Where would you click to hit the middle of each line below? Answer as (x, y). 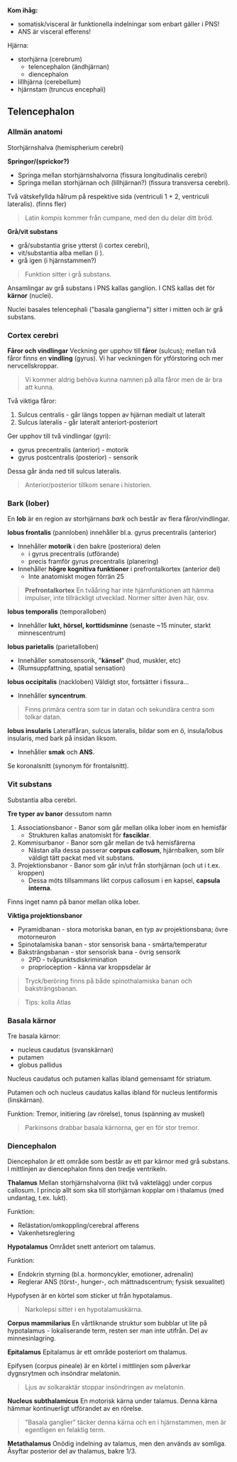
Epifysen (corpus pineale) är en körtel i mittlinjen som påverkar (99, 1366)
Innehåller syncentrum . (52, 695)
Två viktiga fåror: (32, 400)
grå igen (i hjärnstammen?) (57, 260)
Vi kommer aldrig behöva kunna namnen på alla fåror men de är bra (123, 379)
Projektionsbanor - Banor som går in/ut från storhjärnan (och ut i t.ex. (119, 865)
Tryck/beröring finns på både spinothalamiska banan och (108, 981)
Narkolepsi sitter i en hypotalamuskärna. (84, 1309)
